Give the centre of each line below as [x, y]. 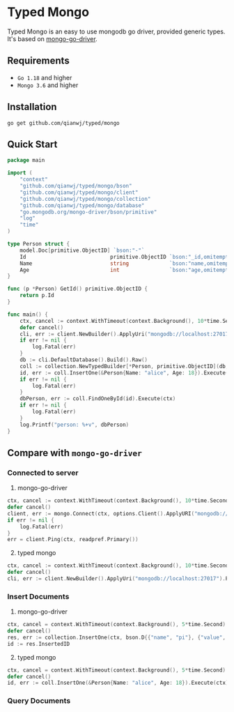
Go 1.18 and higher [45, 77]
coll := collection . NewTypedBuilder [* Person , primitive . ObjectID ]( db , [124, 366]
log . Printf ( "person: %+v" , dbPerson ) [75, 425]
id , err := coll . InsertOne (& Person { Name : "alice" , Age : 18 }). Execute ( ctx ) [118, 683]
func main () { [28, 315]
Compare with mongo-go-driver [75, 453]
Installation [32, 107]
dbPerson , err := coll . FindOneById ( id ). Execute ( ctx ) [98, 399]
